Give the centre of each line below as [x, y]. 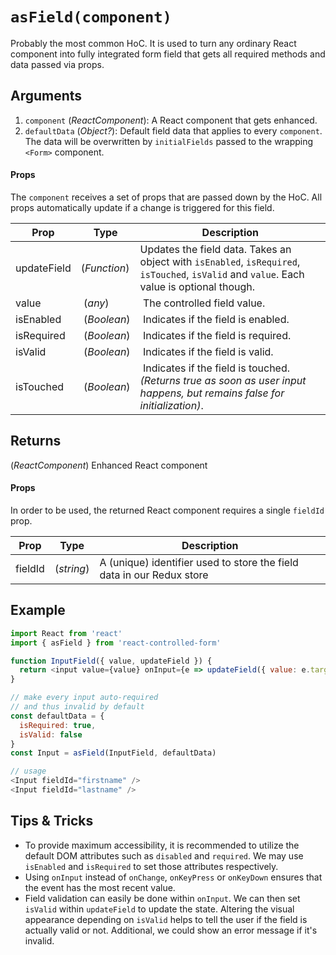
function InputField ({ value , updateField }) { [111, 661]
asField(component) [91, 17]
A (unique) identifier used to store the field [199, 562]
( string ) [72, 568]
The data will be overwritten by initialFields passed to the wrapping [169, 141]
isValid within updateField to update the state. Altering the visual [159, 909]
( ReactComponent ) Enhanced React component [109, 465]
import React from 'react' [66, 633]
